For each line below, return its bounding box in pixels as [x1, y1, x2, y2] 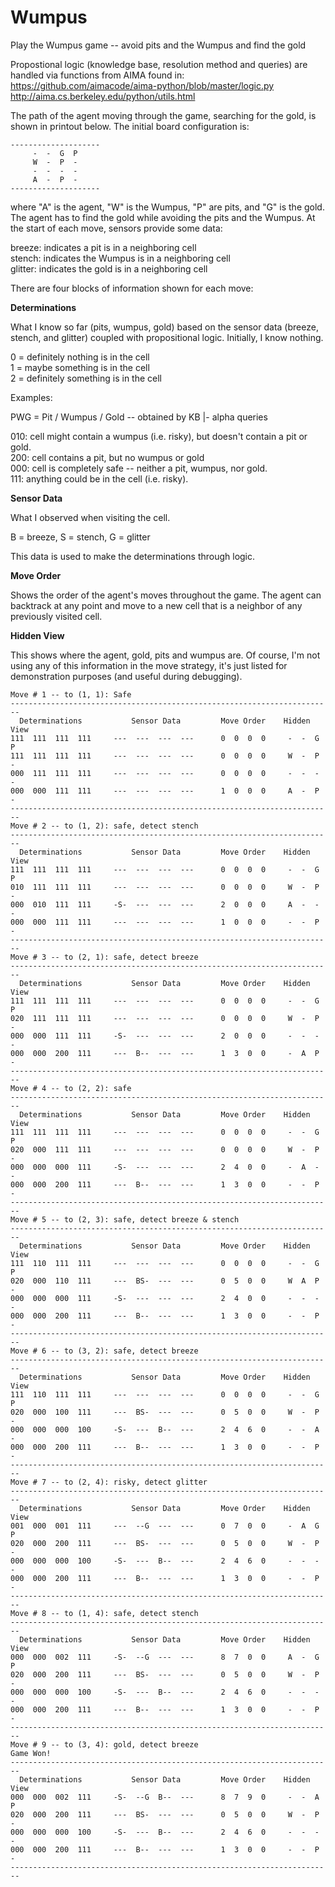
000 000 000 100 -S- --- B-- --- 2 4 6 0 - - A [10, 1424, 320, 1435]
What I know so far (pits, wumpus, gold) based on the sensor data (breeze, [10, 321, 319, 333]
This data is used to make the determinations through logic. [10, 550, 256, 562]
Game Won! [10, 1748, 52, 1758]
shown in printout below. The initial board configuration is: [10, 120, 250, 132]
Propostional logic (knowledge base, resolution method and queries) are [10, 58, 308, 70]
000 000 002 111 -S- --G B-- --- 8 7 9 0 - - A [10, 1792, 320, 1802]
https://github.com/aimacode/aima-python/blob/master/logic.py [10, 79, 275, 91]
